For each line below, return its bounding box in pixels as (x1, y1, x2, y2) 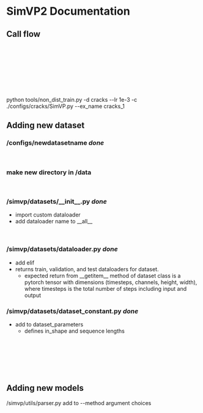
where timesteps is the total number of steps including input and (24, 285, 187, 292)
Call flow (6, 29, 41, 39)
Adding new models (6, 383, 84, 393)
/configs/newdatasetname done (6, 139, 105, 147)
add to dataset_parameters (15, 320, 84, 328)
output (24, 291, 42, 299)
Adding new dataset (6, 120, 85, 131)
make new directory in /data (6, 168, 92, 176)
